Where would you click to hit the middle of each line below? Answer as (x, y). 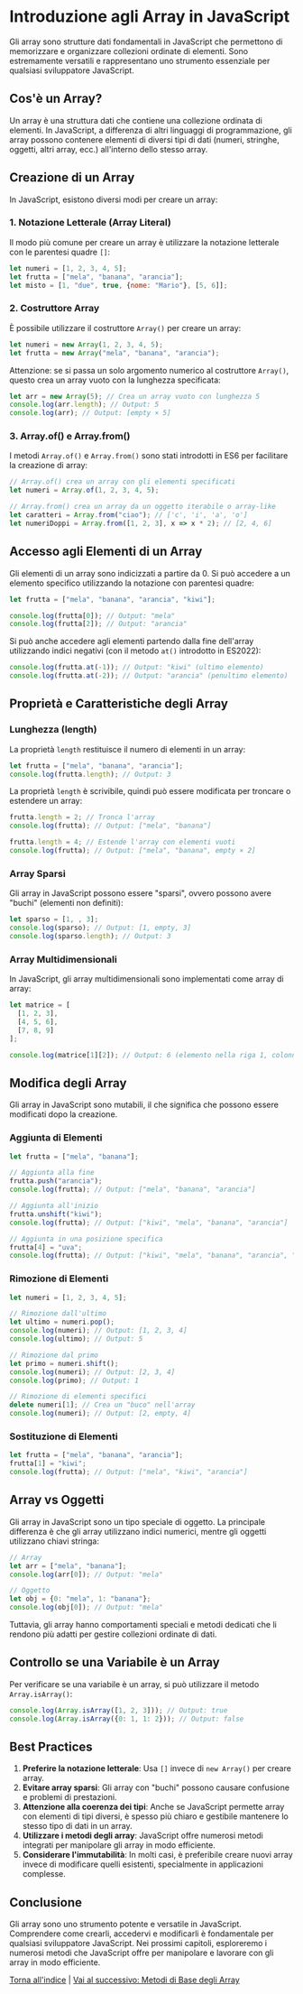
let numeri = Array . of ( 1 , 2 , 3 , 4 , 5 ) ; (84, 490)
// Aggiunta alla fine (52, 1173)
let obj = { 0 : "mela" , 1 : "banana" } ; (80, 1599)
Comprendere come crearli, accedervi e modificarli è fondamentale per (142, 1934)
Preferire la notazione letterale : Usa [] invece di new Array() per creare (156, 1768)
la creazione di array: (49, 466)
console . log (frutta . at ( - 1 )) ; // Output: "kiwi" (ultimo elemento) (137, 668)
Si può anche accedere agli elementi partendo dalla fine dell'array (132, 642)
